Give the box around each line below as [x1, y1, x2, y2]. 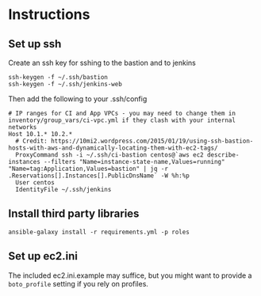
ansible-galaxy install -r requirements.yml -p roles [8, 228, 190, 236]
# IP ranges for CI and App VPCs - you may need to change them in [8, 109, 236, 117]
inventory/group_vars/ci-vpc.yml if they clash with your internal [8, 116, 236, 124]
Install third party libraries [8, 207, 140, 221]
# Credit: [15, 137, 48, 145]
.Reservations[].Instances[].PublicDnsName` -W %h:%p [8, 172, 190, 180]
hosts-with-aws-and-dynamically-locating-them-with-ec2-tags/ [8, 144, 218, 152]
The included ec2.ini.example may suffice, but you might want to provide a [8, 271, 252, 280]
